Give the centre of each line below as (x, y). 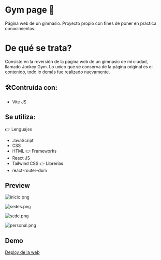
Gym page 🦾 (30, 10)
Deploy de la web (22, 252)
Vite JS (19, 102)
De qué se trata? (38, 48)
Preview (18, 186)
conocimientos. (20, 28)
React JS (21, 158)
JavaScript (23, 140)
